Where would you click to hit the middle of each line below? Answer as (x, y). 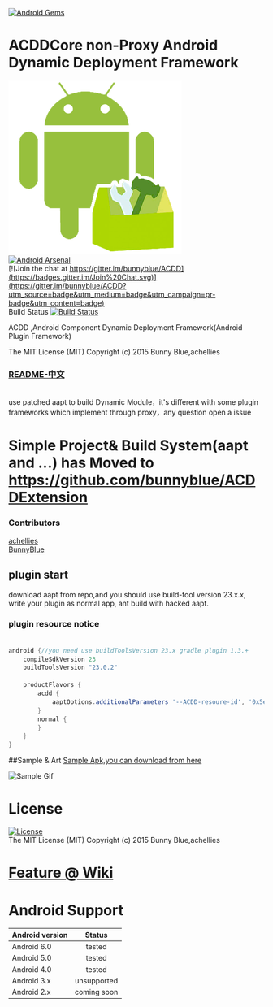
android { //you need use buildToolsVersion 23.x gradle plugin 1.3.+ (129, 650)
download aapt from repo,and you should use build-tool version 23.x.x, (127, 594)
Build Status (28, 311)
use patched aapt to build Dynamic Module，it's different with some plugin (133, 402)
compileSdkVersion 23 (59, 659)
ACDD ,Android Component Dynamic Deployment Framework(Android (126, 327)
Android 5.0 (32, 958)
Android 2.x (31, 992)
